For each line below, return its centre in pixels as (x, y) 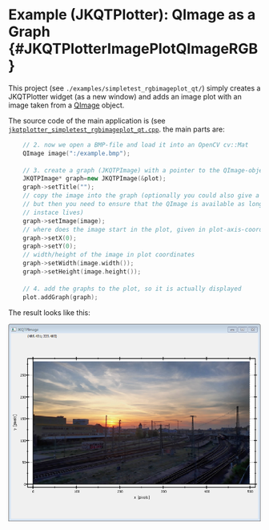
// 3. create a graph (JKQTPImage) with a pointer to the (121, 170)
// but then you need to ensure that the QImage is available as (134, 204)
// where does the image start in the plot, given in (114, 229)
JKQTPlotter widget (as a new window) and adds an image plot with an (125, 96)
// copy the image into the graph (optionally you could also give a (141, 196)
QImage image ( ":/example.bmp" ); (76, 153)
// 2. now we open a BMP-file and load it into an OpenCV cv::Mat (136, 145)
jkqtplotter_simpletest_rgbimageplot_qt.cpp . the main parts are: (117, 129)
